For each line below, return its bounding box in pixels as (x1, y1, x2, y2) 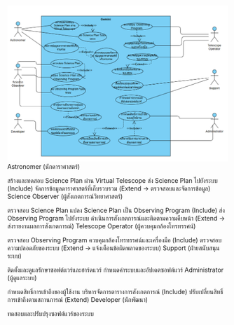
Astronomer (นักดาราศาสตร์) (7, 162, 81, 170)
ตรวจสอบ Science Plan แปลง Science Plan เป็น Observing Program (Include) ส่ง (7, 206, 226, 214)
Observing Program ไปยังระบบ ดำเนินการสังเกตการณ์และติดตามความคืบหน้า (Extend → (7, 214, 226, 222)
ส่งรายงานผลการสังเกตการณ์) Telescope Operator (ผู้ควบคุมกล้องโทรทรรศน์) (7, 221, 196, 230)
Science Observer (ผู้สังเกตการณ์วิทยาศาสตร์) (7, 192, 123, 200)
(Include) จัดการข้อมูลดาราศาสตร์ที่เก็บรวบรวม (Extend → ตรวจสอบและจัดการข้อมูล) (7, 184, 211, 193)
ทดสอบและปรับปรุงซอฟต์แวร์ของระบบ (7, 309, 95, 317)
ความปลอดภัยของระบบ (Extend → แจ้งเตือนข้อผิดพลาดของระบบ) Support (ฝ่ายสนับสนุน (7, 244, 220, 252)
